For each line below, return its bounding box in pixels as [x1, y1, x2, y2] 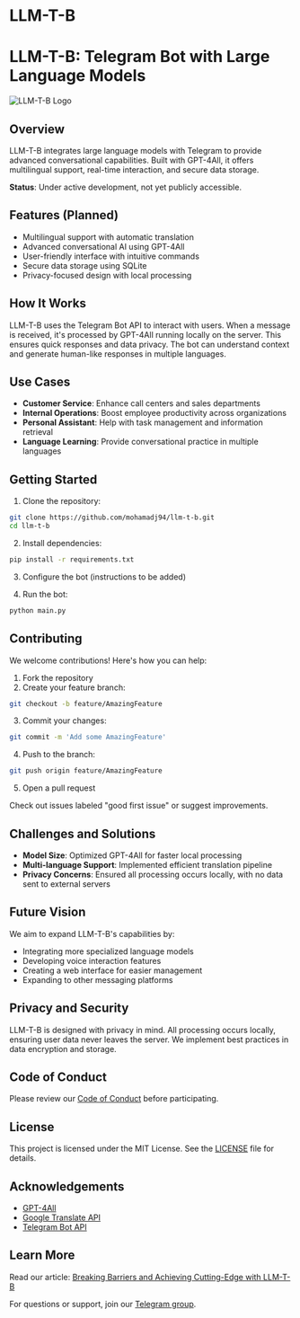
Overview [9, 121, 66, 137]
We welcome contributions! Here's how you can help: [9, 655, 207, 666]
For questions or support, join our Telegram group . [9, 1298, 197, 1309]
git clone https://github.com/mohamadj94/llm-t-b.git [9, 513, 216, 522]
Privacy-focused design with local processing [22, 270, 192, 280]
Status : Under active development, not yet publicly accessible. [9, 181, 243, 192]
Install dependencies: [22, 537, 102, 548]
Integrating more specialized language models [22, 945, 195, 957]
